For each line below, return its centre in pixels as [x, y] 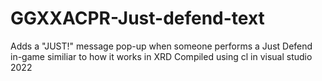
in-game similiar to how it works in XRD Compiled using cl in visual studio [161, 56]
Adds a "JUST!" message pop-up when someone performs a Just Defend [161, 46]
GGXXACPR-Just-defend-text [137, 18]
